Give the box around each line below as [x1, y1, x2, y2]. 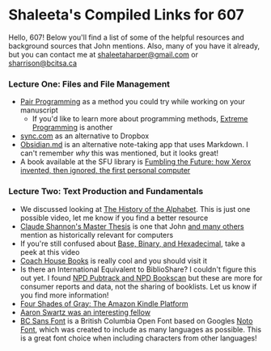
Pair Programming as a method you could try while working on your [19, 97, 245, 107]
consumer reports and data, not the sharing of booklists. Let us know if [19, 281, 257, 291]
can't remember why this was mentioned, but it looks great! [19, 148, 219, 159]
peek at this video [19, 247, 80, 256]
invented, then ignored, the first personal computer [19, 166, 191, 175]
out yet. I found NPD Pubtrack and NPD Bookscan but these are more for [19, 273, 263, 282]
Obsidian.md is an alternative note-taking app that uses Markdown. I [19, 140, 248, 150]
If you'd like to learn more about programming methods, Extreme [32, 114, 248, 124]
